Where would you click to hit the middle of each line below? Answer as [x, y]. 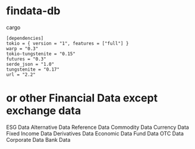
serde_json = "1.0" [30, 64]
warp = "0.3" [22, 49]
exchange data [44, 111]
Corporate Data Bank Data [38, 140]
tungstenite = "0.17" [33, 69]
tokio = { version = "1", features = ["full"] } [67, 43]
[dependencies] [25, 38]
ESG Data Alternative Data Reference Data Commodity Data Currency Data [97, 127]
